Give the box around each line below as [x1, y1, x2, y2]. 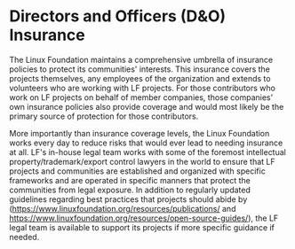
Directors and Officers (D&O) [9, 6, 227, 27]
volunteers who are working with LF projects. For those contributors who [9, 82, 275, 93]
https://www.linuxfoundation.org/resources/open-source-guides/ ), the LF [9, 213, 279, 223]
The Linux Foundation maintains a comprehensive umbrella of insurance [9, 54, 274, 65]
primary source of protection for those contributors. [9, 111, 199, 121]
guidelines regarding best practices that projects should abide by [9, 193, 248, 205]
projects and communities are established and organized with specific [9, 166, 267, 176]
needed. [9, 231, 40, 242]
